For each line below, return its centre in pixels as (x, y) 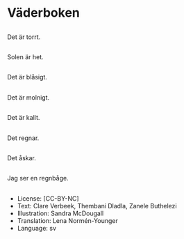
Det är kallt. (24, 118)
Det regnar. (23, 138)
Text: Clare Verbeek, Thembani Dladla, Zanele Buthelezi (97, 206)
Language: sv (37, 228)
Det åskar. (22, 157)
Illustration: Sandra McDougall (60, 213)
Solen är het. (25, 56)
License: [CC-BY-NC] (48, 198)
